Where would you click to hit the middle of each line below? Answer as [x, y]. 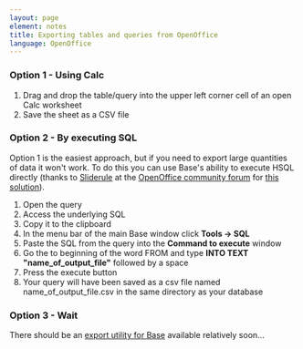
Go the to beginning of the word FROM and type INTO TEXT [136, 252]
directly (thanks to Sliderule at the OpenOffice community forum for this [144, 177]
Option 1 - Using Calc [57, 76]
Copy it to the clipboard [67, 223]
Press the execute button [70, 272]
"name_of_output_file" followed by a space [105, 262]
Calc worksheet [52, 105]
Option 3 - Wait [44, 315]
